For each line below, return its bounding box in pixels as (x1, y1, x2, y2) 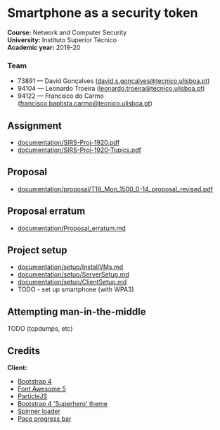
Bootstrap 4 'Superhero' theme (17, 400, 108, 408)
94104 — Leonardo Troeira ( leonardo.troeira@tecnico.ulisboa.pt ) (17, 84, 205, 93)
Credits (7, 345, 41, 357)
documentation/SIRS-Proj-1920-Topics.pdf (17, 146, 142, 154)
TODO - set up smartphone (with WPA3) (17, 285, 135, 293)
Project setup (7, 244, 68, 256)
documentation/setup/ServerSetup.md (17, 270, 130, 279)
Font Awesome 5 (17, 385, 67, 393)
